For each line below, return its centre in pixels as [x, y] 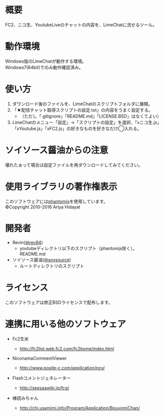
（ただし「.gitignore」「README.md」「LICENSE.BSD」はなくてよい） [90, 116]
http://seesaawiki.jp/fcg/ [44, 388]
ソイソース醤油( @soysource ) [42, 259]
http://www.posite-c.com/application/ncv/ [62, 368]
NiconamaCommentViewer [40, 358]
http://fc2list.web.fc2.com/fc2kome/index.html [67, 348]
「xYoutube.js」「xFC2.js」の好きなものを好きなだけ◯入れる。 [77, 128]
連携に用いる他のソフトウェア [66, 324]
